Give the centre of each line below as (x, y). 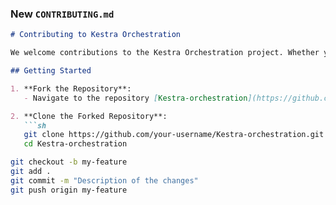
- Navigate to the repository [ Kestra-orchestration (135, 98)
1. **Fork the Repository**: (71, 88)
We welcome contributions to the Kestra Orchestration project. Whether (165, 53)
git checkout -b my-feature (69, 162)
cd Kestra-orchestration (75, 144)
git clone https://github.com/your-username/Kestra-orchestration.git (174, 135)
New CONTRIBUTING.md (62, 14)
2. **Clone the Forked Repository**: (89, 116)
